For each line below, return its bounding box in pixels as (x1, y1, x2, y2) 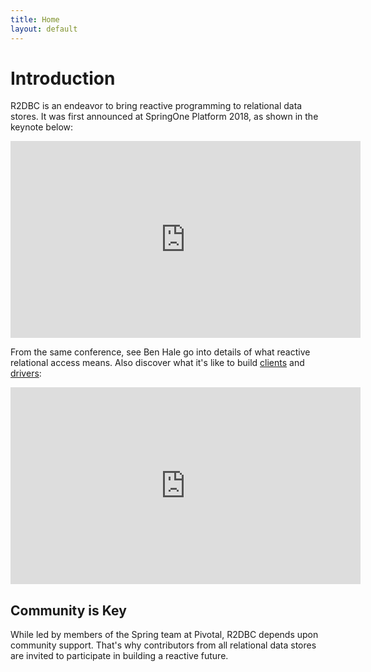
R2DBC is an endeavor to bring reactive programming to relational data (10, 100, 303, 112)
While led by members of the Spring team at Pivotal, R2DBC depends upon (10, 629, 319, 641)
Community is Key (10, 602, 127, 619)
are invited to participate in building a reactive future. (10, 650, 229, 662)
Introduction (10, 67, 116, 90)
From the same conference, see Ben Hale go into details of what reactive (10, 346, 311, 358)
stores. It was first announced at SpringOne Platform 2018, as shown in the (10, 111, 319, 123)
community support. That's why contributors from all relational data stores (10, 639, 317, 651)
